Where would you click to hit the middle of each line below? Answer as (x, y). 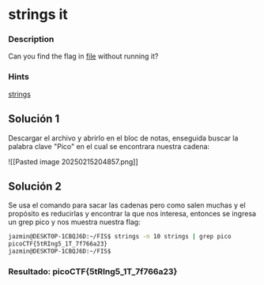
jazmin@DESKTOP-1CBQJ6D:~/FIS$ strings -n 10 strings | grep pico (120, 237)
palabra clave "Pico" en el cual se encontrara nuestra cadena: (109, 146)
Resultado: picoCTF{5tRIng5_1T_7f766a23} (93, 272)
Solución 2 (35, 186)
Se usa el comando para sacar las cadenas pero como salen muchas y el (127, 205)
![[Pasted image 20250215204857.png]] (73, 161)
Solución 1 (34, 119)
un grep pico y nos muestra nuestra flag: (74, 222)
